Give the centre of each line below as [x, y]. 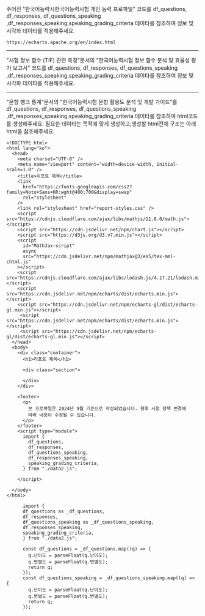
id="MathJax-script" [49, 246]
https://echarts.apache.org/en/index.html [61, 42]
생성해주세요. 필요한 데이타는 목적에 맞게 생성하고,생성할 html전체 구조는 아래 [104, 124]
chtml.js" [19, 262]
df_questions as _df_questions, [63, 511]
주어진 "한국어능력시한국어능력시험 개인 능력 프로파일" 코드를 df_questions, [97, 9]
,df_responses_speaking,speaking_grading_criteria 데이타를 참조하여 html [97, 116]
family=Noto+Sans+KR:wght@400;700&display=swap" [69, 192]
